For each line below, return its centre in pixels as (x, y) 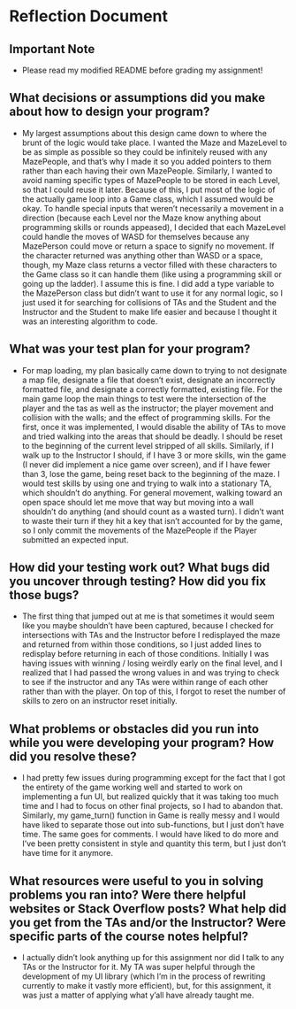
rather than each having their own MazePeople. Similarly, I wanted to (147, 171)
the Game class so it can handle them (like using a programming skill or (152, 274)
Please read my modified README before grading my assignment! (142, 70)
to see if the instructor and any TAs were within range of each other (145, 682)
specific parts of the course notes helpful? (129, 936)
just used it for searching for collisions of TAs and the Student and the (149, 302)
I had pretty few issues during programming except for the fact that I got (153, 778)
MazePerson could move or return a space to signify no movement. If (148, 246)
